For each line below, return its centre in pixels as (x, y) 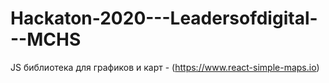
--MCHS (46, 39)
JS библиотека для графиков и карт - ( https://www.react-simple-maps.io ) (165, 67)
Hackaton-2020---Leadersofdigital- (164, 18)
